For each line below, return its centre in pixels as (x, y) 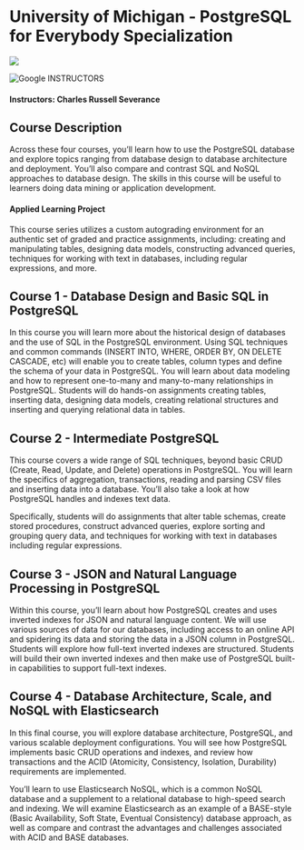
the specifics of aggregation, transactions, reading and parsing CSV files (145, 480)
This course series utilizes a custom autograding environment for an (137, 229)
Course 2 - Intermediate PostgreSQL (114, 438)
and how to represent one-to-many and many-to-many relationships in (142, 381)
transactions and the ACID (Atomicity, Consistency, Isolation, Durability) (143, 762)
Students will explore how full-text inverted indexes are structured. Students (152, 648)
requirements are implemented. (68, 771)
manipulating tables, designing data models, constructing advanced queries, (152, 248)
